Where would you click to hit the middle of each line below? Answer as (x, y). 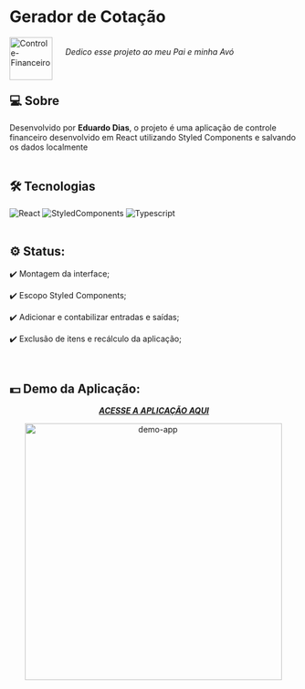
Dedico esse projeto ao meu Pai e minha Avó (150, 51)
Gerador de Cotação (88, 17)
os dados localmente (49, 147)
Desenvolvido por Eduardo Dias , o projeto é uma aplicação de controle (143, 127)
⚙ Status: (37, 251)
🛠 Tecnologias (53, 187)
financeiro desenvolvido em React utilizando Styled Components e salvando (153, 137)
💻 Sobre (34, 101)
